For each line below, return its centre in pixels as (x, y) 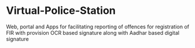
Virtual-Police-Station (61, 11)
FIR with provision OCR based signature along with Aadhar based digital (93, 32)
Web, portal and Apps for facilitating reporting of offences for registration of (97, 27)
